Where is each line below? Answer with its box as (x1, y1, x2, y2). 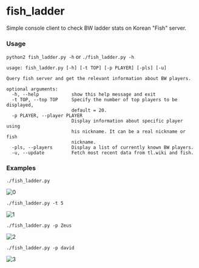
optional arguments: (6, 86, 59, 92)
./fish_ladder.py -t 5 (6, 200, 64, 206)
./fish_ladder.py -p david (6, 244, 75, 251)
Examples (6, 164, 36, 172)
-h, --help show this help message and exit (12, 92, 156, 98)
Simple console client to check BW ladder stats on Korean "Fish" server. (6, 24, 187, 32)
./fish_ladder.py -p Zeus (6, 223, 72, 229)
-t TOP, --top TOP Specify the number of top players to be (12, 97, 178, 103)
